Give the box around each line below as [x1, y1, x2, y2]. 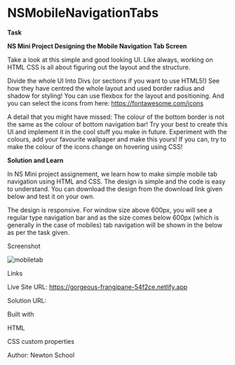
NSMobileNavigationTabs [7, 5, 159, 21]
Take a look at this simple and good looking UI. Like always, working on [7, 55, 213, 64]
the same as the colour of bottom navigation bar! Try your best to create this [7, 120, 228, 128]
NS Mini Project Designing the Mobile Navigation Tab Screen [7, 41, 187, 50]
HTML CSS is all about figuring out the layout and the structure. [7, 63, 191, 71]
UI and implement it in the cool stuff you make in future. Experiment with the [7, 127, 227, 136]
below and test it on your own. [7, 192, 95, 200]
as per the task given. [7, 228, 70, 236]
